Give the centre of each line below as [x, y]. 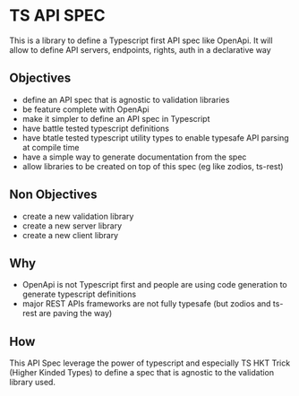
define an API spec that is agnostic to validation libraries [126, 99]
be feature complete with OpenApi [85, 109]
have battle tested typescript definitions [96, 128]
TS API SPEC [57, 16]
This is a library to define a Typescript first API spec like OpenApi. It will [141, 40]
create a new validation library [78, 216]
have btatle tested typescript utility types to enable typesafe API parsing [155, 138]
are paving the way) [76, 314]
